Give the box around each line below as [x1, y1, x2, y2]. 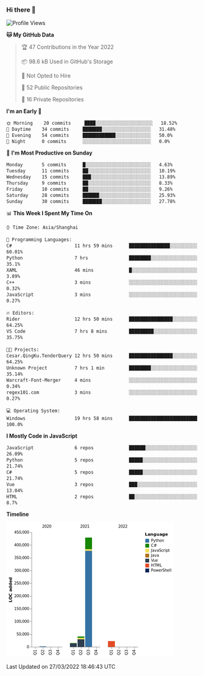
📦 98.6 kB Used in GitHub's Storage [21, 58, 114, 65]
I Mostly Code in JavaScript [6, 432, 78, 439]
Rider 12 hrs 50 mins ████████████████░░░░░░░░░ [6, 316, 198, 323]
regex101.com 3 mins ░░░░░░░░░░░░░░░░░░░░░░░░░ [6, 389, 198, 396]
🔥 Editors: [6, 310, 35, 317]
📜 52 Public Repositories [21, 84, 83, 91]
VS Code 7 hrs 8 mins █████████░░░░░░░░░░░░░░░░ [6, 328, 198, 335]
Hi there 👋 [6, 6, 37, 14]
